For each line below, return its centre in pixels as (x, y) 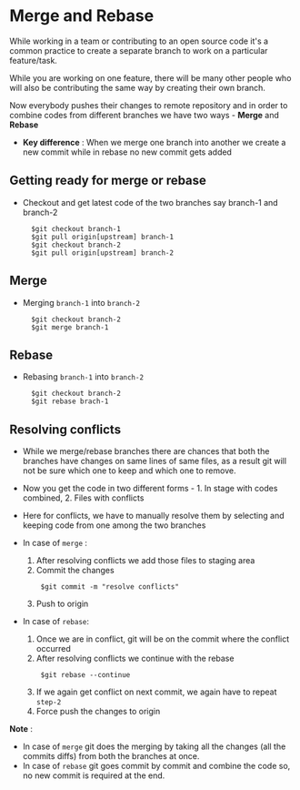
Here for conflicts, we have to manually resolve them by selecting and (153, 516)
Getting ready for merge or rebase (108, 181)
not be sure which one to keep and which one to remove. (129, 471)
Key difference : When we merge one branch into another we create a (154, 142)
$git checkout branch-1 (76, 228)
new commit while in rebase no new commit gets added (127, 152)
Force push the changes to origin (98, 712)
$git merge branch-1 (70, 327)
